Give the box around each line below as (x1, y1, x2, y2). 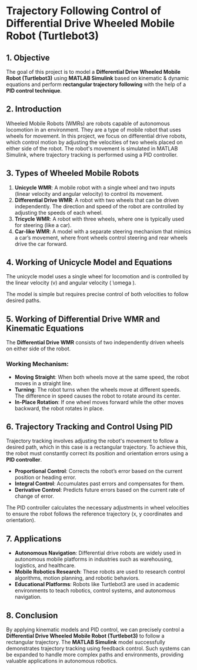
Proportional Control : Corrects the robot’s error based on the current (14, 468, 183, 475)
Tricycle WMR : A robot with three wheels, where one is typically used (14, 215, 184, 222)
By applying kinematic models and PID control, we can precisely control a (6, 626, 184, 633)
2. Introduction (6, 104, 62, 114)
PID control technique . (6, 87, 62, 94)
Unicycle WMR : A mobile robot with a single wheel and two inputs (14, 184, 175, 191)
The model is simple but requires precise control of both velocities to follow (6, 291, 189, 298)
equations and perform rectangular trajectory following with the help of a (6, 81, 186, 88)
